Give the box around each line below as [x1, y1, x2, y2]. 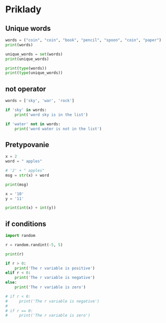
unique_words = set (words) [5, 51, 63, 57]
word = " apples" [5, 159, 43, 164]
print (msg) [5, 182, 29, 187]
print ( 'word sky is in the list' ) [14, 112, 88, 117]
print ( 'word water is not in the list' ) [14, 126, 102, 131]
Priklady [5, 4, 42, 15]
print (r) [5, 251, 24, 257]
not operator [5, 85, 46, 93]
